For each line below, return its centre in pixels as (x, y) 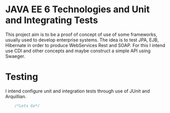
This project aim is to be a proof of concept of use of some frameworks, (81, 34)
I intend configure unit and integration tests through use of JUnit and (78, 91)
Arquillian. (16, 96)
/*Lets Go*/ (27, 106)
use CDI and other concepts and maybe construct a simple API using (78, 51)
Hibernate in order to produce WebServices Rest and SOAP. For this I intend (85, 45)
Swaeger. (15, 56)
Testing (22, 77)
